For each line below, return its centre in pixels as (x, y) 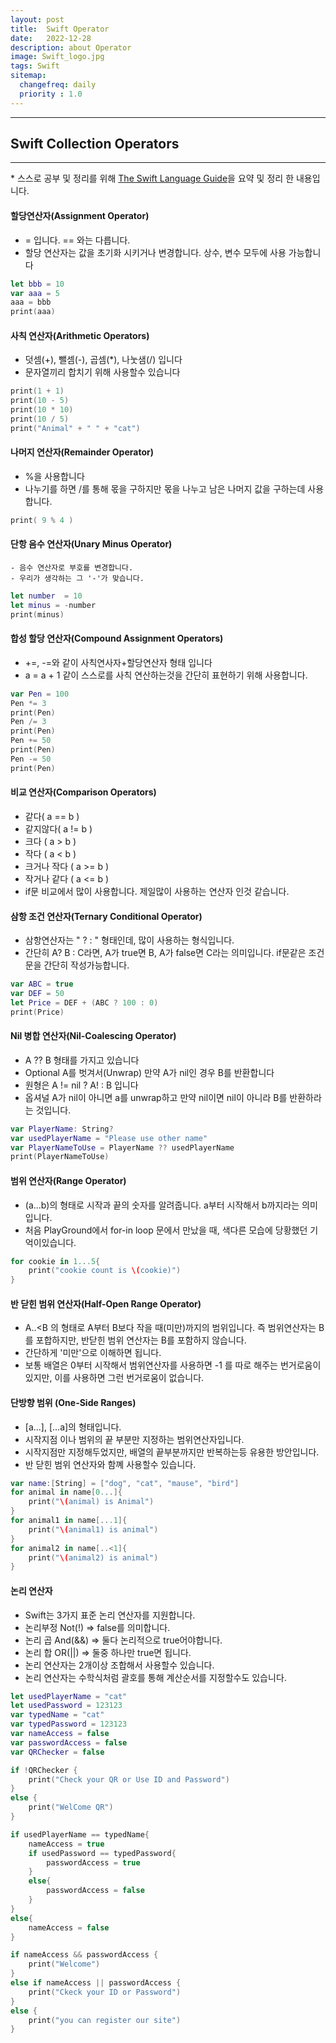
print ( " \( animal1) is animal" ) (93, 1529)
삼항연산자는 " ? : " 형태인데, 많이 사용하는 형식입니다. (129, 940)
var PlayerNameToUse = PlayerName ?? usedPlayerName (122, 1147)
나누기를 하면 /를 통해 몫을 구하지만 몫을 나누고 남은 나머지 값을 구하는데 (165, 488)
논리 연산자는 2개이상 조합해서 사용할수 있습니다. (119, 1665)
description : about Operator (71, 47)
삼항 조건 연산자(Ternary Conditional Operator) (106, 916)
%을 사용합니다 (54, 476)
